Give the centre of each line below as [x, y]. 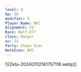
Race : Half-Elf [21, 32]
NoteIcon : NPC [20, 50]
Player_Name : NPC [23, 23]
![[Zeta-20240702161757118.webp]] [41, 64]
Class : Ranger [20, 37]
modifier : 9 [17, 18]
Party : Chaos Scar [24, 46]
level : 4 [14, 9]
